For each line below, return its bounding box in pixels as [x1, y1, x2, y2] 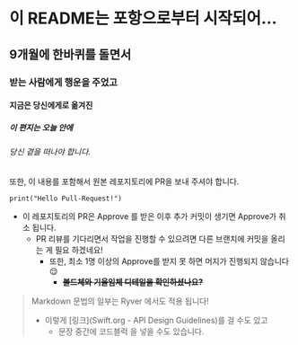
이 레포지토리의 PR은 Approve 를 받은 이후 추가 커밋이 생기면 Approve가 [22, 210, 276, 221]
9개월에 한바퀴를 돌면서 [9, 47, 132, 62]
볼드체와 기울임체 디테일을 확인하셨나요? [62, 276, 204, 287]
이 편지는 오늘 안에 [9, 122, 74, 133]
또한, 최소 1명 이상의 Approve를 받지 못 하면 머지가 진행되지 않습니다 [48, 255, 290, 266]
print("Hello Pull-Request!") [9, 194, 123, 203]
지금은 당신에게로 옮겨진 [9, 100, 93, 111]
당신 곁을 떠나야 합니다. [9, 146, 92, 157]
